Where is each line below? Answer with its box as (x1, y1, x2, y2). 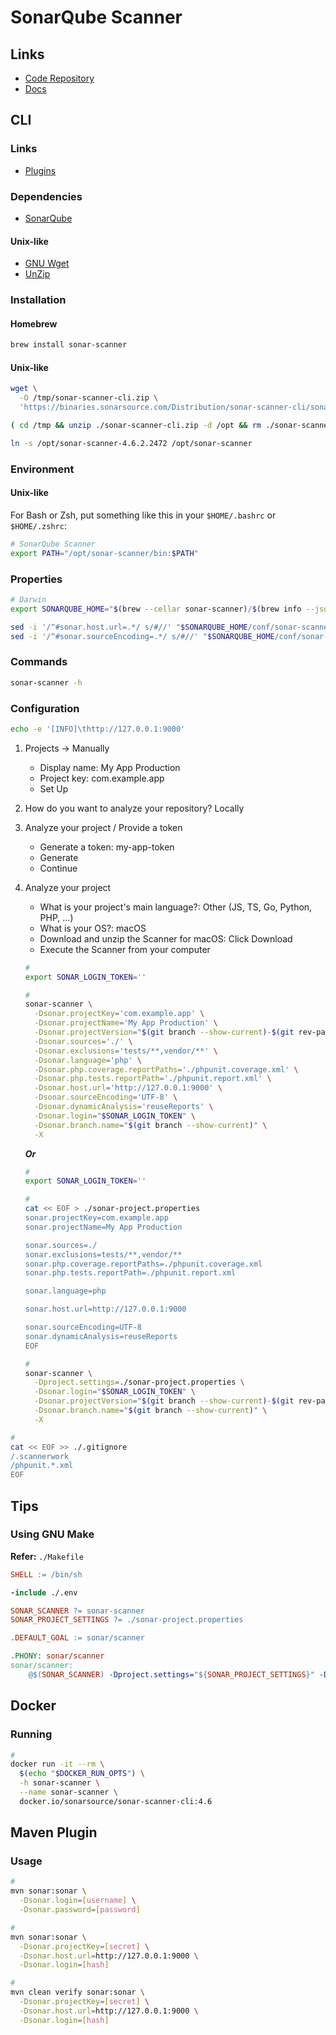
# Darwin (10, 594, 47, 605)
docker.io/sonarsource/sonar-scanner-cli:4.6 (19, 1796, 213, 1806)
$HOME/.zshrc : (10, 519, 67, 531)
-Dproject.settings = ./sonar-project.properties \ (34, 1377, 245, 1388)
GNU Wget (24, 257, 70, 270)
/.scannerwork (10, 1451, 70, 1461)
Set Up (39, 782, 69, 795)
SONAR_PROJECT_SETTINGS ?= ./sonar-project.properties (10, 1615, 244, 1625)
